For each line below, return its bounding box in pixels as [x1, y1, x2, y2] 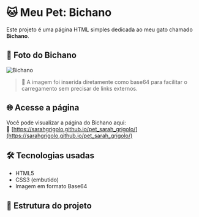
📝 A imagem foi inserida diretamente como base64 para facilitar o [21, 78, 188, 85]
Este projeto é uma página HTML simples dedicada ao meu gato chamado [6, 26, 193, 33]
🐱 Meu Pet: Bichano [6, 6, 112, 20]
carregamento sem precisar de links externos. [21, 85, 138, 92]
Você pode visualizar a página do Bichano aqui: [6, 119, 127, 126]
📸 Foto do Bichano [6, 50, 77, 61]
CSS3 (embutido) [15, 176, 59, 183]
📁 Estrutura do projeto [6, 200, 92, 211]
